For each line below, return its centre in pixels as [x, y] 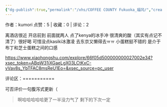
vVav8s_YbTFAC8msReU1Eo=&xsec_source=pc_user [59, 68]
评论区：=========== [30, 78]
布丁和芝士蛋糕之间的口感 [31, 47]
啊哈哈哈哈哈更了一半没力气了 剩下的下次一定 [64, 100]
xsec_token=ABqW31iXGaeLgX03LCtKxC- [48, 63]
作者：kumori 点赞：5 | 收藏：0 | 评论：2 [47, 24]
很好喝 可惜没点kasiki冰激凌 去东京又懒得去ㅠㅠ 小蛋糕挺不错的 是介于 [89, 41]
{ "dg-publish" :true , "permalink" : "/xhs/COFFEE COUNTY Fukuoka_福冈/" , [78, 10]
